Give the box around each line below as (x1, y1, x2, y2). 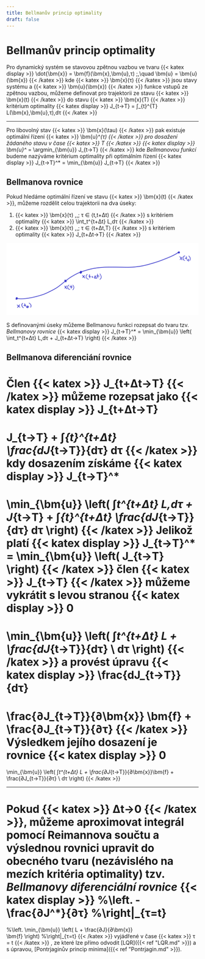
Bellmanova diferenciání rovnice (6, 352, 132, 362)
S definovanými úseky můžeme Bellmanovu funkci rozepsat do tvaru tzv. (6, 322, 189, 329)
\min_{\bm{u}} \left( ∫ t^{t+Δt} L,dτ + (6, 498, 193, 512)
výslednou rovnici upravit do (6, 841, 154, 855)
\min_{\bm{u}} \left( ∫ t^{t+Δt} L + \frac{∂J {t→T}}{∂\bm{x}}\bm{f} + (6, 768, 174, 776)
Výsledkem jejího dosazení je (6, 735, 157, 749)
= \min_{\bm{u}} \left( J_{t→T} (6, 549, 165, 564)
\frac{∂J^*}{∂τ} (6, 906, 89, 920)
